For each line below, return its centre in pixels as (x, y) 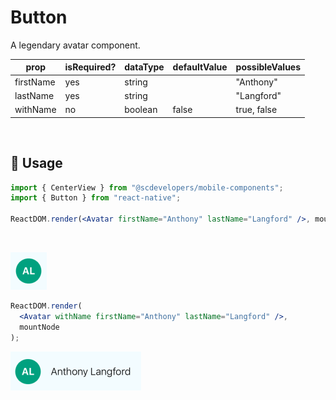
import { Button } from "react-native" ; (96, 198)
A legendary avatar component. (75, 45)
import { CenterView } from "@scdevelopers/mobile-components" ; (147, 187)
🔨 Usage (36, 163)
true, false (256, 110)
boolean (141, 110)
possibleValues (268, 67)
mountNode (39, 327)
